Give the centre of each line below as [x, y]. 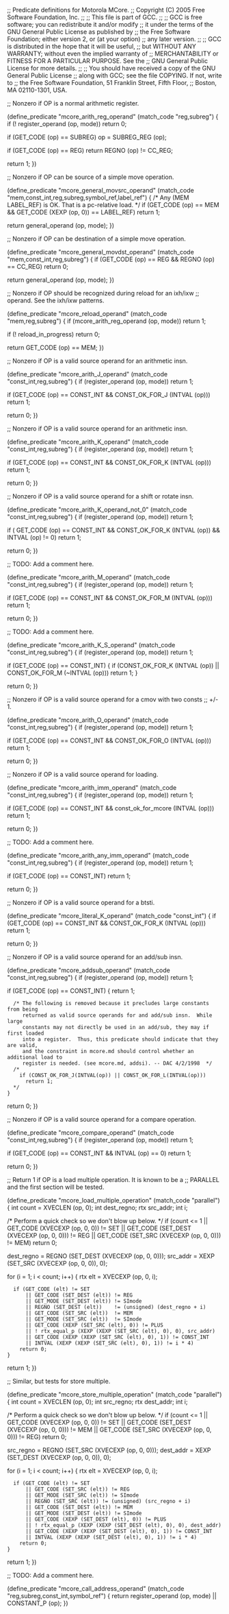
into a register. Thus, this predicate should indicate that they [120, 1039]
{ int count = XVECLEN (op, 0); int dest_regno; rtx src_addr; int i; [97, 1207]
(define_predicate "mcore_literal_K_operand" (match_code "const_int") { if [112, 916]
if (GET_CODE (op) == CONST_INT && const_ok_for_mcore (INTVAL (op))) [111, 808]
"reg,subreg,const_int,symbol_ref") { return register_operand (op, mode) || [112, 1596]
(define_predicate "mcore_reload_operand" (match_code [87, 314]
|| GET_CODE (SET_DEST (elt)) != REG [79, 1295]
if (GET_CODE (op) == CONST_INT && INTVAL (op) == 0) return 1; [99, 1153]
